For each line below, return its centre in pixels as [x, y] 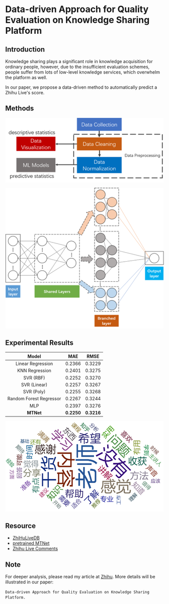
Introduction [25, 49]
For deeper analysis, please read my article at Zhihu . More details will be [80, 576]
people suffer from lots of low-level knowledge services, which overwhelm [82, 72]
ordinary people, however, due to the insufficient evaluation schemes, [77, 67]
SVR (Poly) [34, 392]
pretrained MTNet [31, 543]
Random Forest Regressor [34, 399]
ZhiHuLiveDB [26, 538]
